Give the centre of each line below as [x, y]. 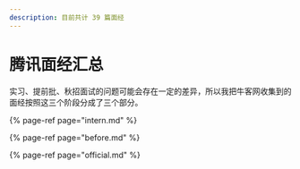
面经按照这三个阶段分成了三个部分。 [76, 102]
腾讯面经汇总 [57, 64]
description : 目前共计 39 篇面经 [67, 17]
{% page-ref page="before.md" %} [75, 137]
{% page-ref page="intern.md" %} [73, 120]
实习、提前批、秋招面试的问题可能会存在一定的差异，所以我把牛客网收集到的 [150, 91]
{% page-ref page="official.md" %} [75, 155]
